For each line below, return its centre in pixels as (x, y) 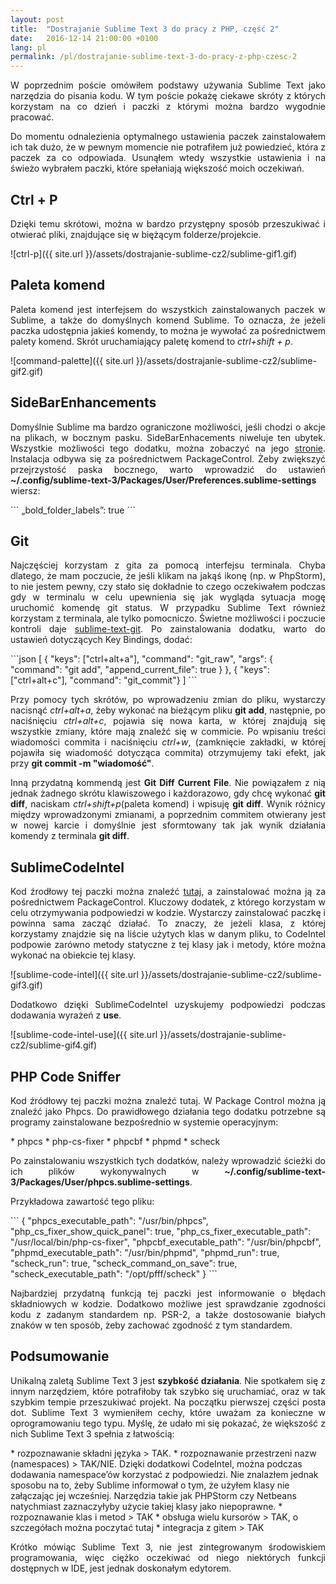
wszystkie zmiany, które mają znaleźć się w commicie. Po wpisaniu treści (168, 732)
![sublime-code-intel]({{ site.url (74, 975)
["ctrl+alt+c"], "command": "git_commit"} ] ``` (104, 680)
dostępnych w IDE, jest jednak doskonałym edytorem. (121, 1568)
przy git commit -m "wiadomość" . (82, 763)
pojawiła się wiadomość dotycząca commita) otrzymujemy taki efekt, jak (168, 753)
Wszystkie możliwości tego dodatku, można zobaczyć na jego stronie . (168, 448)
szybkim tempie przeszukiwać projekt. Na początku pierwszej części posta (168, 1402)
